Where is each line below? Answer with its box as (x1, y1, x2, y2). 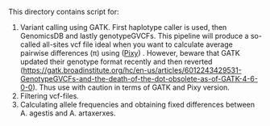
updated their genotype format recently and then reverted (19, 57, 213, 66)
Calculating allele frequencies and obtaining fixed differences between (19, 100, 255, 109)
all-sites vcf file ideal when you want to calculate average (42, 40, 234, 49)
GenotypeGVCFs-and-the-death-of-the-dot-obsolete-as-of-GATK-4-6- (19, 74, 258, 83)
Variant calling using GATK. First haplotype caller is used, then (19, 23, 227, 31)
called (19, 40, 41, 49)
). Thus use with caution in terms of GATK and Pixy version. (31, 82, 230, 92)
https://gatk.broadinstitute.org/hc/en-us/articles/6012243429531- (23, 65, 242, 75)
